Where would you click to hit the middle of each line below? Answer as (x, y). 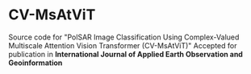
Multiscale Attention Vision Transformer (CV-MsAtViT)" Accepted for (123, 45)
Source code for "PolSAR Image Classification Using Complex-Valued (124, 37)
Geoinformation (36, 63)
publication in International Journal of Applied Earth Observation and (126, 54)
